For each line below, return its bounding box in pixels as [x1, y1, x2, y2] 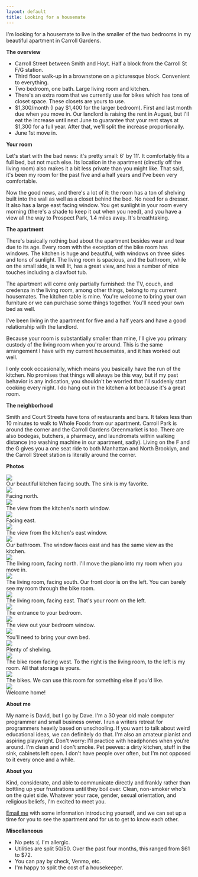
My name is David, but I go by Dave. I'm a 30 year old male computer [6, 711, 174, 719]
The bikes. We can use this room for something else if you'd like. [6, 676, 164, 684]
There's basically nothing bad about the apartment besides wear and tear [6, 237, 185, 244]
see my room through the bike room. [6, 584, 95, 592]
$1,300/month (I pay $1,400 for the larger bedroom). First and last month [14, 104, 192, 111]
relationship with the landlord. [6, 323, 79, 330]
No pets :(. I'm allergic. [14, 838, 70, 846]
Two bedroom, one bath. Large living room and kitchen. [14, 85, 150, 92]
